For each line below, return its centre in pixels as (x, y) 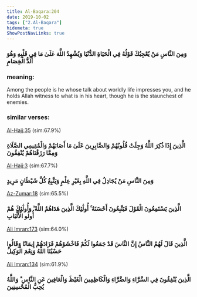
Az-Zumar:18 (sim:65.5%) (38, 194)
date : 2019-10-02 (28, 17)
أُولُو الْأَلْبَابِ (20, 216)
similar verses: (28, 117)
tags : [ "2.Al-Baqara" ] (34, 22)
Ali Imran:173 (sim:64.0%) (38, 229)
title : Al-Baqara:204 (33, 11)
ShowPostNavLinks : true (36, 33)
